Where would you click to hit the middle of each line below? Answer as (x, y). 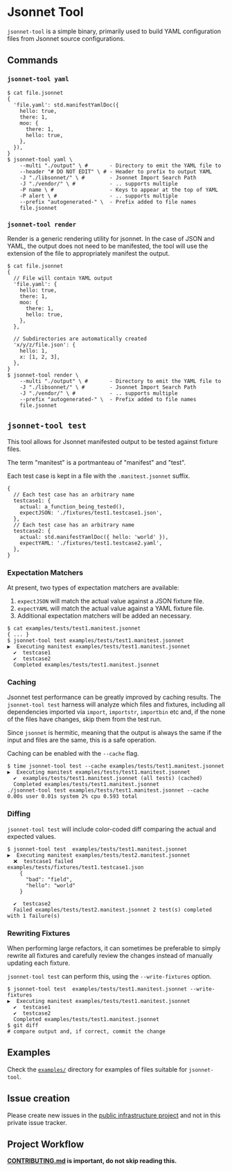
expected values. (32, 836)
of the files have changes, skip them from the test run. (84, 719)
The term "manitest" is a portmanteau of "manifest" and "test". (97, 462)
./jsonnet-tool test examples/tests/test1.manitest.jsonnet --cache (108, 790)
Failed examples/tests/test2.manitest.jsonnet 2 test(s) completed (113, 909)
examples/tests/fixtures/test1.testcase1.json (75, 867)
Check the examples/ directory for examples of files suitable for (97, 1069)
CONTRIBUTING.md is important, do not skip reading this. (92, 1161)
